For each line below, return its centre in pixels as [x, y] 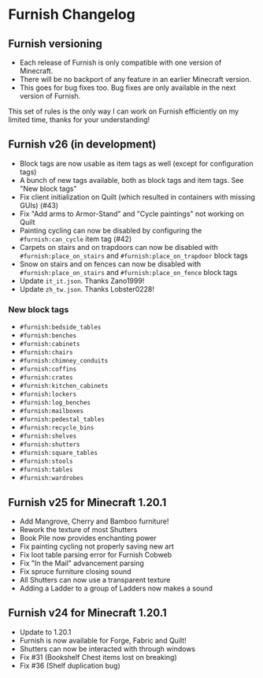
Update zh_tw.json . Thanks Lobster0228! [87, 289]
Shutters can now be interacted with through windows [107, 649]
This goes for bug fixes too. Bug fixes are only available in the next [128, 88]
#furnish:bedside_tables [60, 328]
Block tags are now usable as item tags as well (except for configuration [136, 163]
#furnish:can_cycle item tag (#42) [76, 239]
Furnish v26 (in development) [82, 145]
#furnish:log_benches [55, 403]
